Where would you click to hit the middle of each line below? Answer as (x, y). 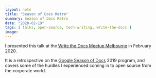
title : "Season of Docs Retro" (37, 14)
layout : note (18, 9)
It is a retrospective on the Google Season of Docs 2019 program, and (75, 60)
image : (12, 32)
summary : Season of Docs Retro (37, 18)
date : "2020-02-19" (25, 23)
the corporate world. (26, 70)
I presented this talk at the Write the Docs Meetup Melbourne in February (78, 46)
